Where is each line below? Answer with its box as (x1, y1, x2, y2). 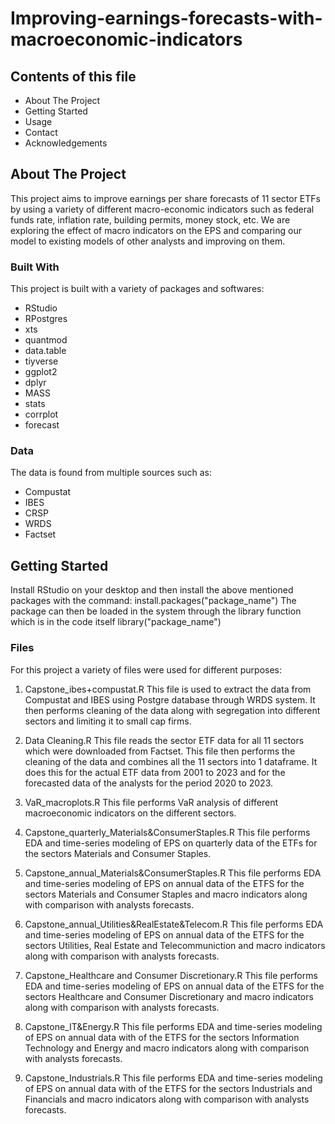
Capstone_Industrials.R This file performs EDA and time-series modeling (24, 1072, 323, 1084)
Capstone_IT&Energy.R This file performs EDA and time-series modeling (24, 1020, 323, 1032)
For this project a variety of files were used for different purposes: (10, 663, 283, 676)
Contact (24, 127, 58, 138)
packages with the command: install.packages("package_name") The (10, 595, 297, 607)
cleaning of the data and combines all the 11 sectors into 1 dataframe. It (24, 755, 318, 767)
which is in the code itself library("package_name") (10, 616, 222, 628)
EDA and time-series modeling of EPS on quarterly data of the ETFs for (24, 837, 318, 849)
